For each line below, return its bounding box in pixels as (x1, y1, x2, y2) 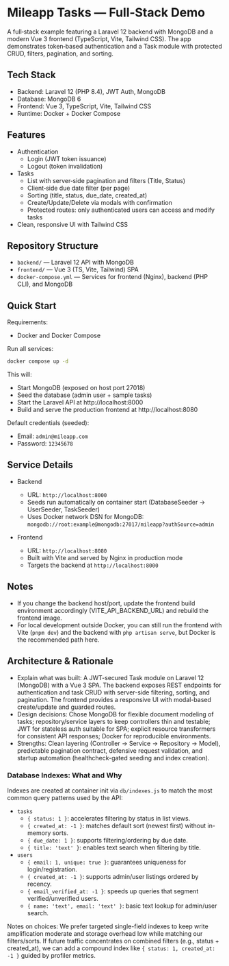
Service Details (7, 459, 74, 471)
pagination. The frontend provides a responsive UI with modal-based (16, 695, 212, 703)
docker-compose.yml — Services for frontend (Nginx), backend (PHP (16, 273, 208, 281)
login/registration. (27, 865, 77, 873)
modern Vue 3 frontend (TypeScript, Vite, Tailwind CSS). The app (7, 34, 191, 43)
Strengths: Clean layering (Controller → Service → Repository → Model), (16, 739, 221, 747)
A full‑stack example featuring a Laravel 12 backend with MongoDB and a (7, 27, 213, 36)
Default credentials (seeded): (7, 419, 90, 427)
